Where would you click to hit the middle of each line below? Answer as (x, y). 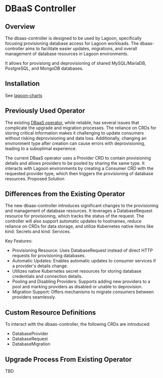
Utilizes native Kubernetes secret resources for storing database (77, 271)
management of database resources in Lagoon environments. (67, 54)
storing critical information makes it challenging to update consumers (74, 133)
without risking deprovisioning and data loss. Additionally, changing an (76, 138)
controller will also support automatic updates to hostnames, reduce (73, 221)
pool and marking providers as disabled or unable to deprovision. (77, 287)
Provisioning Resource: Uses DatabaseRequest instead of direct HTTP (82, 250)
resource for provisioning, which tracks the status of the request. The (75, 216)
